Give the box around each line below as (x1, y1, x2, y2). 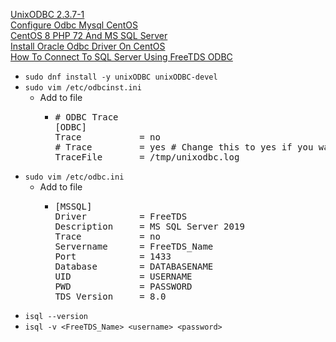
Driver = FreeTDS (54, 211, 188, 222)
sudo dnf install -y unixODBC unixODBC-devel (24, 72, 218, 82)
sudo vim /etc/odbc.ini (24, 172, 125, 182)
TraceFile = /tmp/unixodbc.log (54, 152, 240, 163)
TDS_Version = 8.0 (54, 291, 167, 302)
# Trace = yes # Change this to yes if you (54, 142, 314, 153)
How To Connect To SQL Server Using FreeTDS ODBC (10, 51, 233, 63)
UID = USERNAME (54, 271, 193, 282)
